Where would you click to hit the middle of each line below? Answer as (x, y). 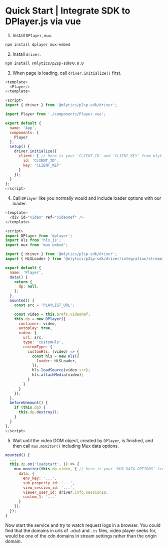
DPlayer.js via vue (43, 21)
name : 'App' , (23, 128)
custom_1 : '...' (40, 497)
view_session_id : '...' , (49, 488)
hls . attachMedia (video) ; (58, 375)
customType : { (38, 347)
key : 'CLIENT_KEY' (42, 165)
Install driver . (26, 54)
